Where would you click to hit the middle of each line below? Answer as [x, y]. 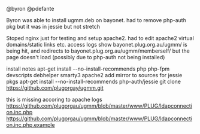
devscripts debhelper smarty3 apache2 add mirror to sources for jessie [94, 75]
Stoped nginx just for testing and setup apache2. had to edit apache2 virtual [100, 38]
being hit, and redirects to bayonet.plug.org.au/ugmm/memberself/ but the [98, 51]
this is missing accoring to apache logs [54, 99]
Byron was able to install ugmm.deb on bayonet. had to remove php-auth [96, 20]
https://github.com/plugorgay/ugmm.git [55, 88]
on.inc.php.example [31, 125]
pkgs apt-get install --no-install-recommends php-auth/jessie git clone [94, 81]
